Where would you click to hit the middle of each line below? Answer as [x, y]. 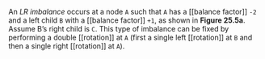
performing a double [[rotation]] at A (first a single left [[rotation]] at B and [130, 37]
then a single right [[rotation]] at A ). [67, 46]
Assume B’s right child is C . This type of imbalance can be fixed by [119, 29]
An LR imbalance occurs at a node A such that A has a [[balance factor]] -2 [132, 12]
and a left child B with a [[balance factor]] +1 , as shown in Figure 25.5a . [127, 20]
